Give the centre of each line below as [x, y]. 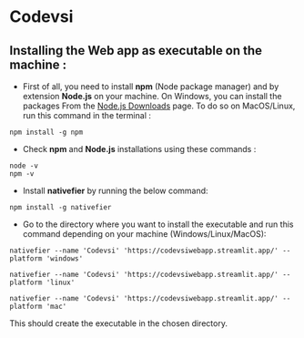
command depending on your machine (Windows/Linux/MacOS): [144, 234]
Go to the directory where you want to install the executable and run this [158, 224]
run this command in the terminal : [87, 115]
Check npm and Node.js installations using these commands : [139, 149]
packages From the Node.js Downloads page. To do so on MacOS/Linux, [159, 106]
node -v [24, 166]
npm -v [22, 174]
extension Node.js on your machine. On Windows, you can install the [152, 96]
